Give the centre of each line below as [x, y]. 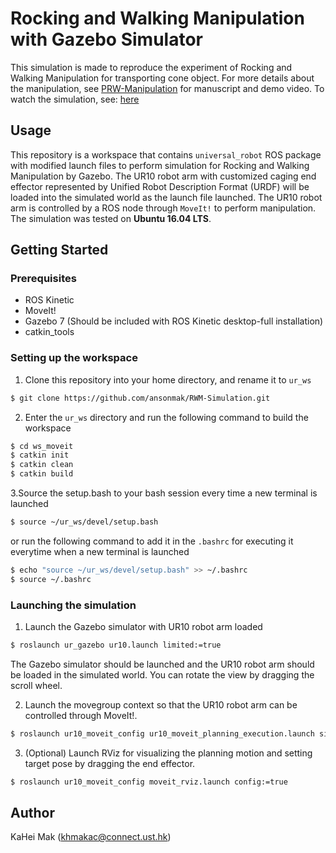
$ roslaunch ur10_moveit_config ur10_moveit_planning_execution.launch [162, 733]
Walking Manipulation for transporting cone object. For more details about [162, 78]
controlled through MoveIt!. [81, 715]
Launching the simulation [73, 605]
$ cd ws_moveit [42, 446]
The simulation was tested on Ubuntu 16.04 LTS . [111, 218]
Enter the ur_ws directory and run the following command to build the [166, 417]
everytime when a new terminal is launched [100, 551]
